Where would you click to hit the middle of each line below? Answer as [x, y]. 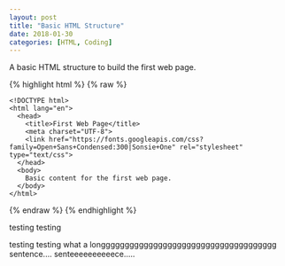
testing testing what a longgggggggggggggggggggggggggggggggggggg [143, 245]
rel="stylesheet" [211, 147]
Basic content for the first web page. [99, 178]
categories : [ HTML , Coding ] [61, 42]
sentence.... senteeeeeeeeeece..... [72, 254]
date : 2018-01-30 [41, 34]
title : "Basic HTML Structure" [67, 26]
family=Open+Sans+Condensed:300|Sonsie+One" [92, 147]
